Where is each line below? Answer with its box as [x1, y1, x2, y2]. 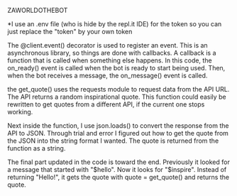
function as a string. [7, 144, 66, 152]
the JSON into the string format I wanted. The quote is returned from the [7, 136, 219, 145]
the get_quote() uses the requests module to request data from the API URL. [7, 85, 230, 93]
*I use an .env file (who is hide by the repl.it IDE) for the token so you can [7, 20, 222, 28]
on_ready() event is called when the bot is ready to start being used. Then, [7, 64, 226, 72]
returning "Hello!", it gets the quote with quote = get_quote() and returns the [7, 173, 229, 181]
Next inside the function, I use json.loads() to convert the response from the [7, 121, 229, 130]
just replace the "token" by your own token [7, 28, 133, 36]
